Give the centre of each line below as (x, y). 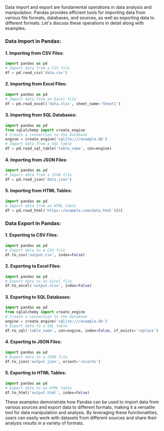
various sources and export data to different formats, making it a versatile (80, 407)
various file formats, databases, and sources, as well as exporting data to (80, 18)
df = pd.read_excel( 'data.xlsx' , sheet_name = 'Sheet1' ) (63, 104)
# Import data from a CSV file (37, 68)
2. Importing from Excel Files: (36, 84)
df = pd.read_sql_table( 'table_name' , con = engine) (58, 148)
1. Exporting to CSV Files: (32, 235)
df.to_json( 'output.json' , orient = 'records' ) (53, 361)
